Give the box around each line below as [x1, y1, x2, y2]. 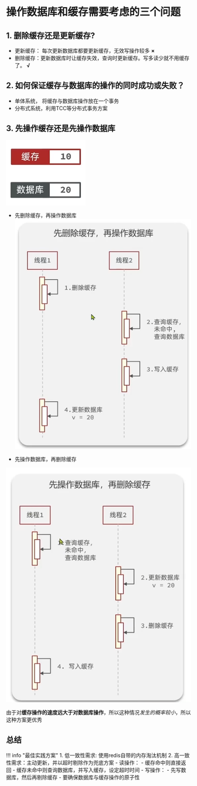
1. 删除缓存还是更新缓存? [6, 31, 96, 40]
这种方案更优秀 [6, 716, 42, 723]
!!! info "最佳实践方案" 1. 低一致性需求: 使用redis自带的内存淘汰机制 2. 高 [6, 751, 180, 758]
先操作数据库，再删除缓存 [14, 455, 77, 462]
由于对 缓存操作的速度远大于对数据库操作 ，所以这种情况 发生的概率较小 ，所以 [6, 709, 191, 716]
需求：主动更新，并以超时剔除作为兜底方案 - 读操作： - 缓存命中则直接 [11, 759, 181, 766]
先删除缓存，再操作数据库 [14, 212, 77, 219]
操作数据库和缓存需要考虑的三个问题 [6, 5, 181, 19]
